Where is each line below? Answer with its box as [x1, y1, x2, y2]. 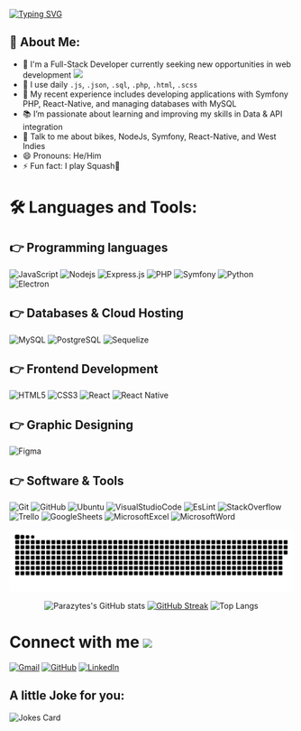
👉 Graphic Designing [9, 417, 133, 433]
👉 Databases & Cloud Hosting [9, 305, 185, 321]
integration [22, 121, 63, 132]
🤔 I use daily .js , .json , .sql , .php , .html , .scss [22, 79, 198, 89]
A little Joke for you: [9, 688, 125, 704]
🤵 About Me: [9, 34, 81, 50]
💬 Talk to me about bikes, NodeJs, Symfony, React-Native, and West [22, 131, 277, 142]
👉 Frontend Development [9, 361, 160, 377]
